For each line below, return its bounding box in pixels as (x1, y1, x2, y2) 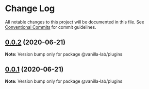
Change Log (5, 3, 55, 14)
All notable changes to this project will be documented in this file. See (5, 19, 145, 25)
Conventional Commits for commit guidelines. (5, 24, 96, 30)
